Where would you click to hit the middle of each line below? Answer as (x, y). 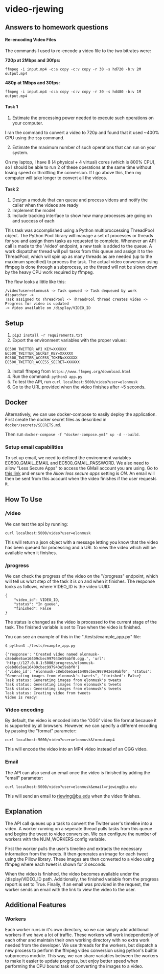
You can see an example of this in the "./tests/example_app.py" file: (73, 637)
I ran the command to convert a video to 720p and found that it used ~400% (82, 132)
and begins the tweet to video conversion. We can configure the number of (81, 834)
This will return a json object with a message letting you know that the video (82, 542)
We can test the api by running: (37, 524)
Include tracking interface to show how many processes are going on (82, 216)
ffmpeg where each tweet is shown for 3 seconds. (56, 864)
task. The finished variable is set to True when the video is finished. (73, 627)
